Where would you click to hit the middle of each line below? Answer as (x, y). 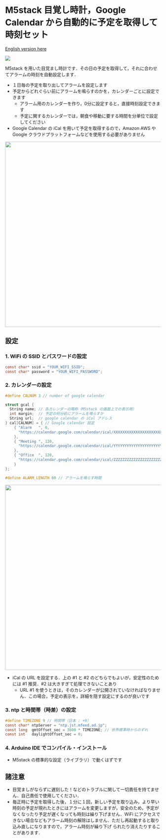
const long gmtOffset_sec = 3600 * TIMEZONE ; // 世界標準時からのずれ (77, 730)
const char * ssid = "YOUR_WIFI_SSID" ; (45, 367)
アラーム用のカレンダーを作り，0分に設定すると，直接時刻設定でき (88, 103)
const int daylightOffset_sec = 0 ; (44, 734)
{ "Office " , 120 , (34, 455)
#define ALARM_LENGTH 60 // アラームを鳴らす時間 (53, 478)
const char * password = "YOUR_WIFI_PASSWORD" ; (54, 372)
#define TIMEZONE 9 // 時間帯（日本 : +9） (48, 720)
